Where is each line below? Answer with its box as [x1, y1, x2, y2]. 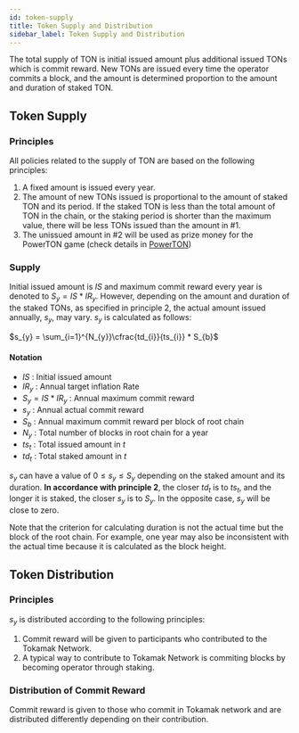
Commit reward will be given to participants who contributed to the [21, 633, 268, 644]
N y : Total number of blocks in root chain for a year [21, 427, 209, 441]
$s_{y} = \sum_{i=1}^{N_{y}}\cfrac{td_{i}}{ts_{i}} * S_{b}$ [9, 331, 219, 342]
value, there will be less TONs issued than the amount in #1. [21, 220, 241, 231]
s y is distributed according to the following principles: [9, 614, 206, 627]
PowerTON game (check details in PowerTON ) [21, 239, 192, 250]
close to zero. [9, 505, 60, 515]
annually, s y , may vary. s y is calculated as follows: [9, 312, 192, 325]
